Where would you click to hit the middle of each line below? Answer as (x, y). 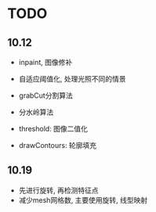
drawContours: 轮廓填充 (58, 145)
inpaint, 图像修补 (45, 62)
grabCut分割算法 (46, 95)
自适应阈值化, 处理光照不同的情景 (72, 79)
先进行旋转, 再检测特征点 (58, 190)
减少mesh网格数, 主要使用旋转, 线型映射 (83, 199)
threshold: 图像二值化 (53, 129)
